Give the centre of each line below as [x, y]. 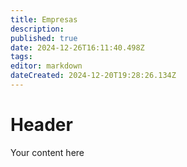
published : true [44, 38]
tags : [21, 57]
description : [37, 29]
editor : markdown [46, 66]
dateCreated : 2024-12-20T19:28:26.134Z [93, 76]
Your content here [47, 152]
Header [41, 125]
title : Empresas [44, 19]
